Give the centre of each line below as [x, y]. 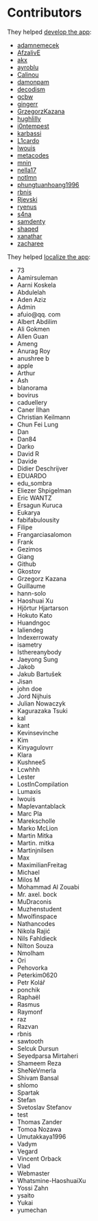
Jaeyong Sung [37, 659]
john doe [29, 688]
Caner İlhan [33, 410]
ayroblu [28, 67]
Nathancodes [36, 923]
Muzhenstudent [39, 909]
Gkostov [29, 571]
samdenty [31, 221]
